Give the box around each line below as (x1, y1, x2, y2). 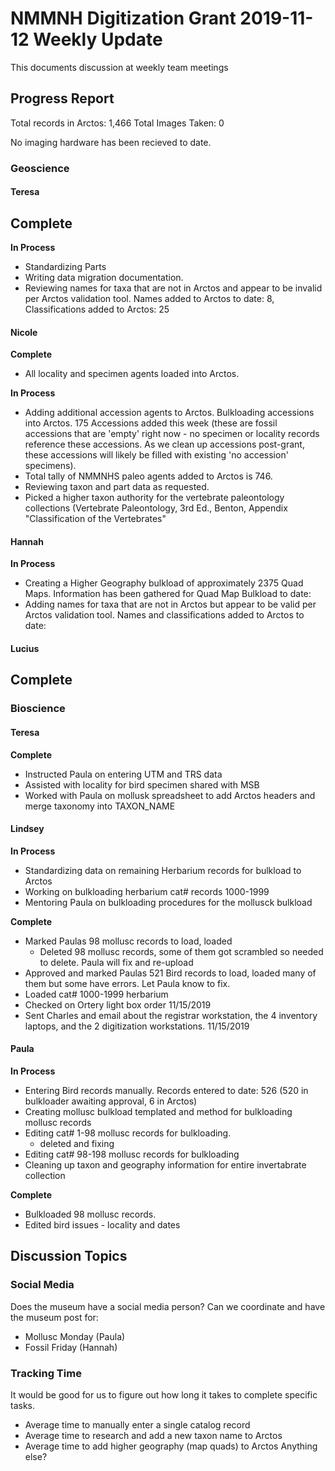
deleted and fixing (39, 1138, 115, 1149)
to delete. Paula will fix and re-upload (39, 956, 194, 968)
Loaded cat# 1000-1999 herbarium (24, 988, 169, 1000)
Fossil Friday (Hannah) (24, 1341, 118, 1353)
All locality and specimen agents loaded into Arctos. (24, 368, 240, 380)
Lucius (10, 643, 40, 655)
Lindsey (10, 823, 45, 835)
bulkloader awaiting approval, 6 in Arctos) (24, 1095, 198, 1107)
